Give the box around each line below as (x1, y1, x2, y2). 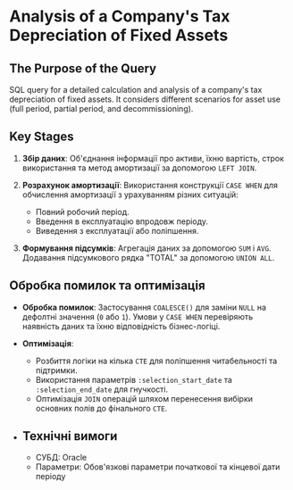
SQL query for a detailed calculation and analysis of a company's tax (9, 85, 263, 95)
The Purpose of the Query (9, 61, 157, 76)
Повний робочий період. (35, 206, 130, 217)
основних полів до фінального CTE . (35, 403, 168, 413)
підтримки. (35, 364, 78, 376)
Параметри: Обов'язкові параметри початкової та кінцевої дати (35, 461, 280, 472)
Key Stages (9, 129, 74, 145)
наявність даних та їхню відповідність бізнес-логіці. (21, 320, 221, 331)
